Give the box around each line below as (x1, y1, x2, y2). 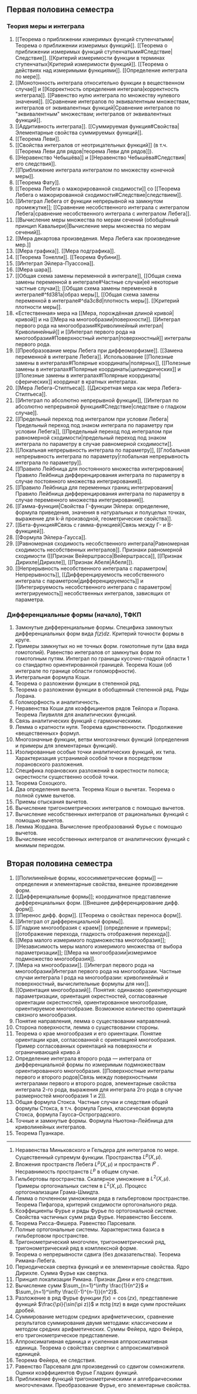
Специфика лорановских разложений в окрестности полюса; (15, 767, 170, 774)
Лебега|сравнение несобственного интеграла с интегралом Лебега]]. (15, 210, 192, 217)
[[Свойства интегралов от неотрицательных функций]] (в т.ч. (15, 141, 168, 148)
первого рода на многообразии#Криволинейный (15, 322, 138, 329)
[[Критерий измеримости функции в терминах (49, 54, 165, 61)
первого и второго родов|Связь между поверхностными (15, 1073, 157, 1081)
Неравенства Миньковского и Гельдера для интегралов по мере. (15, 1146, 179, 1153)
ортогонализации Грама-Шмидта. (15, 1189, 100, 1196)
